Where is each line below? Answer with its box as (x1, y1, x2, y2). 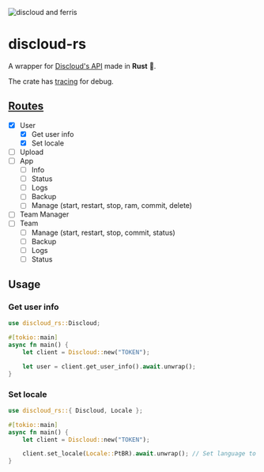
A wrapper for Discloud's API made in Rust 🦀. (8, 61, 157, 70)
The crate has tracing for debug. (8, 76, 115, 86)
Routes (8, 100, 44, 113)
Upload (19, 147, 44, 157)
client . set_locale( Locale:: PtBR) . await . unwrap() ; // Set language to (22, 450, 257, 458)
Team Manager (19, 210, 70, 219)
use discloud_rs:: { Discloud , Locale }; (8, 406, 144, 414)
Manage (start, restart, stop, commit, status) (31, 228, 175, 237)
